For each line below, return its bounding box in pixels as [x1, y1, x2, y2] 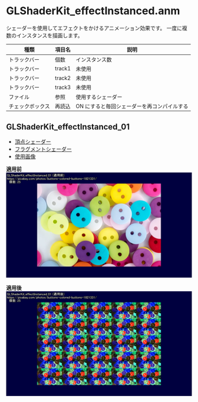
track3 [55, 83, 71, 91]
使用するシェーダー [75, 93, 123, 100]
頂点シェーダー [14, 138, 51, 146]
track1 [55, 65, 71, 72]
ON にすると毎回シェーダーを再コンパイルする [75, 102, 189, 110]
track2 [55, 74, 71, 81]
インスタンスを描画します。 [16, 31, 84, 39]
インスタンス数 [75, 56, 112, 63]
